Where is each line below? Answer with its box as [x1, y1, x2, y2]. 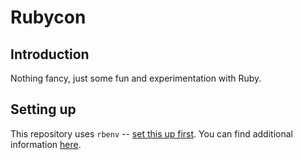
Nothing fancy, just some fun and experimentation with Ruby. [10, 72, 262, 84]
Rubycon [10, 6, 87, 29]
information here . [10, 138, 82, 150]
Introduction [10, 46, 90, 63]
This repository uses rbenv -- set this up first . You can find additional [10, 127, 293, 140]
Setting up [10, 101, 77, 118]
